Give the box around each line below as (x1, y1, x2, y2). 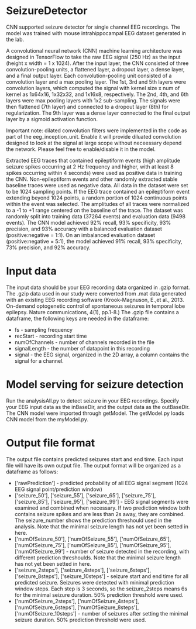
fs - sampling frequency (14, 326, 73, 333)
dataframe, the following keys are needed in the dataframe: (6, 315, 149, 322)
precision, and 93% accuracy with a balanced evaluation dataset (6, 225, 162, 232)
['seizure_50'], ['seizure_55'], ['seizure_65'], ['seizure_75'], (14, 491, 156, 499)
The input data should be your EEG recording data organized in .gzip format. (6, 284, 190, 291)
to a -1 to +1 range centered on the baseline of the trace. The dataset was (6, 207, 183, 214)
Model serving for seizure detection (6, 378, 184, 391)
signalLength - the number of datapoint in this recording (14, 345, 150, 352)
